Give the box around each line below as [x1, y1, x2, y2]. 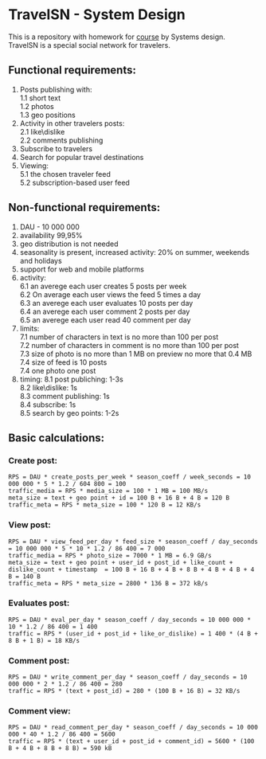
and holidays [19, 256, 62, 265]
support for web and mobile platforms [19, 264, 145, 274]
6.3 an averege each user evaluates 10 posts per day [19, 298, 194, 307]
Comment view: [8, 706, 71, 717]
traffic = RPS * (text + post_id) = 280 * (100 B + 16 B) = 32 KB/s [8, 687, 241, 695]
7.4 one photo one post [19, 366, 96, 375]
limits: [19, 323, 40, 333]
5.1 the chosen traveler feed [19, 169, 111, 178]
